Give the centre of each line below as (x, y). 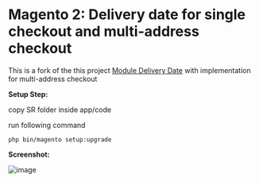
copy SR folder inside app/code (60, 110)
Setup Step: (28, 94)
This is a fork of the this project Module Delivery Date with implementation (130, 70)
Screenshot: (29, 154)
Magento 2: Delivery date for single (127, 15)
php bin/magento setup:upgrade (60, 139)
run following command (47, 125)
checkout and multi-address (104, 31)
